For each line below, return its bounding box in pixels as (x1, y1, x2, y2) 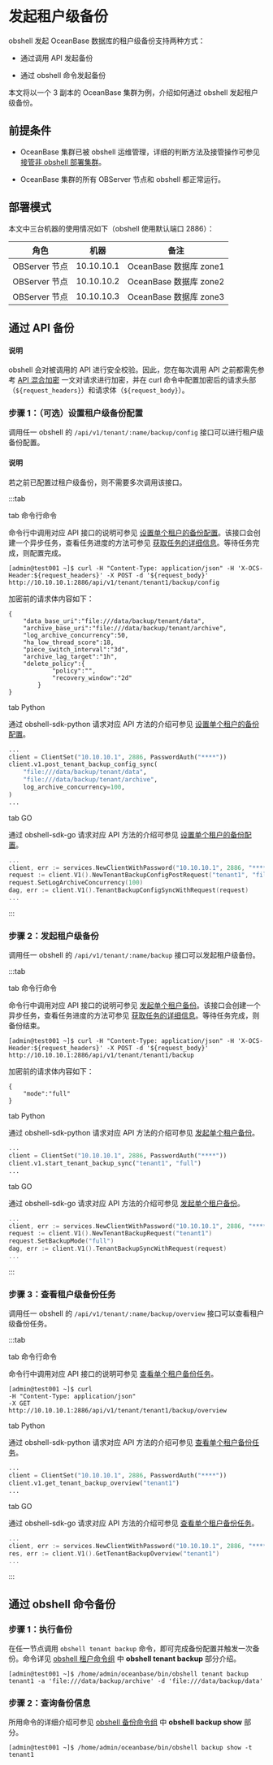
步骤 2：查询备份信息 (8, 1697, 91, 1708)
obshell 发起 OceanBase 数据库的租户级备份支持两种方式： (8, 36, 206, 45)
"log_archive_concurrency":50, (23, 631, 129, 639)
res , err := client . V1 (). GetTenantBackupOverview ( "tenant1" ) (8, 1549, 220, 1558)
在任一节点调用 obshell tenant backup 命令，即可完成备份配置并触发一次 (8, 1643, 253, 1653)
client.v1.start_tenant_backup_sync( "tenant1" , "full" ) (8, 1159, 201, 1167)
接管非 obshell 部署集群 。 (19, 157, 106, 167)
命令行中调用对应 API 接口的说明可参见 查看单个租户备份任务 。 (8, 1369, 219, 1379)
